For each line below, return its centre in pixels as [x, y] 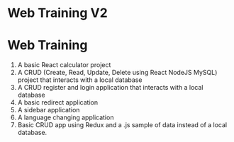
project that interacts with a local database [80, 80]
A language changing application [66, 117]
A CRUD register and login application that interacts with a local [110, 88]
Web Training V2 [57, 13]
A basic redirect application [57, 102]
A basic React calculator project [64, 65]
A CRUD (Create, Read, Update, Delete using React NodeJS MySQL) [117, 73]
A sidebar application [49, 110]
